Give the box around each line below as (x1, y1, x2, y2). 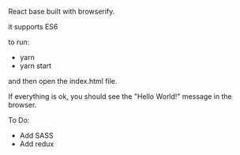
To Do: (8, 115, 30, 125)
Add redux (19, 139, 54, 149)
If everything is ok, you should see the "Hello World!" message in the (8, 92, 232, 101)
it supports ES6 (8, 22, 58, 31)
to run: (8, 37, 30, 47)
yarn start (19, 61, 52, 70)
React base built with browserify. (8, 7, 115, 16)
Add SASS (19, 130, 54, 140)
